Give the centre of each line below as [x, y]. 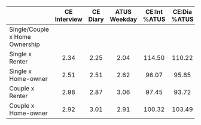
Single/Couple [29, 29]
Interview [68, 19]
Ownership [25, 44]
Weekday [124, 19]
